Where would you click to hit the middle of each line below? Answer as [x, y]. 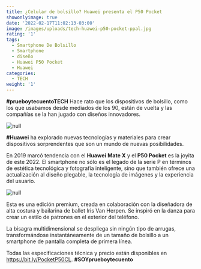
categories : [21, 73]
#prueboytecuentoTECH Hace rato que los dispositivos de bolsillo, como [97, 101]
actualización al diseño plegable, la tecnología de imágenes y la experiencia [100, 174]
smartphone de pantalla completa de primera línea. [69, 241]
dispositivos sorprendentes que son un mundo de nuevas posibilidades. [95, 144]
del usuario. [21, 181]
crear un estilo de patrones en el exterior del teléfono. [73, 217]
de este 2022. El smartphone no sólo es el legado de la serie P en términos [99, 162]
